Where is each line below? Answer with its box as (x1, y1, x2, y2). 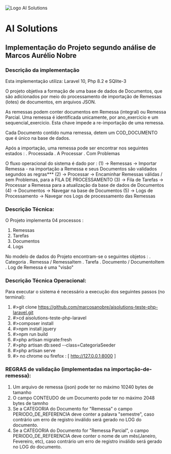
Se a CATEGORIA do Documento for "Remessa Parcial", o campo (12, 427, 149, 434)
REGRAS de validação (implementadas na (5, 366, 111, 373)
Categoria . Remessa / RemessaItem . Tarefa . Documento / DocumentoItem (5, 259, 165, 265)
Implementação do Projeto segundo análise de (5, 43, 156, 52)
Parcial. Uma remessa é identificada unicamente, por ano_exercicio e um (5, 114, 158, 120)
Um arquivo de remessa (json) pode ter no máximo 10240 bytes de (12, 384, 154, 390)
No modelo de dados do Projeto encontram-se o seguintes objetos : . (5, 253, 151, 260)
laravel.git (12, 310, 34, 316)
